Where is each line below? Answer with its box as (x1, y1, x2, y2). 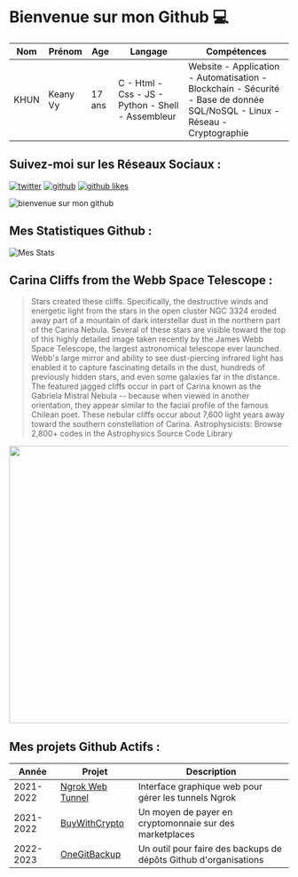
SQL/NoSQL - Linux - (187, 104, 280, 116)
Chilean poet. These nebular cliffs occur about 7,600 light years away (30, 409, 286, 420)
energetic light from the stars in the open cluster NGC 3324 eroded (30, 305, 277, 316)
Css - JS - (118, 88, 164, 100)
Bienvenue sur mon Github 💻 (9, 7, 229, 28)
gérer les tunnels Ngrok (137, 792, 237, 804)
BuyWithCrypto (60, 818, 124, 830)
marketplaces (137, 828, 195, 841)
